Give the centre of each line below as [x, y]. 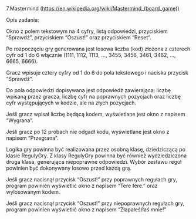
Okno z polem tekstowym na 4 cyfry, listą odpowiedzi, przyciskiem [87, 31]
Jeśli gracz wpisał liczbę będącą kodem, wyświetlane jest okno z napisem [96, 114]
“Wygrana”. [20, 120]
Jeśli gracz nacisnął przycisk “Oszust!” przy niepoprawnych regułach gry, [95, 203]
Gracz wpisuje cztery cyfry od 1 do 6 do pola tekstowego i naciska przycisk [97, 73]
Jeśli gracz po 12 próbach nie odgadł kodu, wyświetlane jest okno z [88, 132]
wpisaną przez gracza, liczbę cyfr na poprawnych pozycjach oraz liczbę [93, 97]
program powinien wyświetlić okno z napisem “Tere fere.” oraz [82, 186]
